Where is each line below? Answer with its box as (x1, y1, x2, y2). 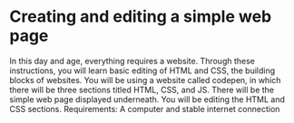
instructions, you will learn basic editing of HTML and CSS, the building (9, 65, 276, 76)
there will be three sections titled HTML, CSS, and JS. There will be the (9, 84, 275, 95)
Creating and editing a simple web (9, 6, 272, 27)
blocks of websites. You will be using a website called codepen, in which (9, 74, 281, 85)
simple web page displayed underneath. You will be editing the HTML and (9, 93, 286, 105)
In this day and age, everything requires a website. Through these (9, 55, 256, 66)
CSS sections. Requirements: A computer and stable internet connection (9, 103, 280, 114)
